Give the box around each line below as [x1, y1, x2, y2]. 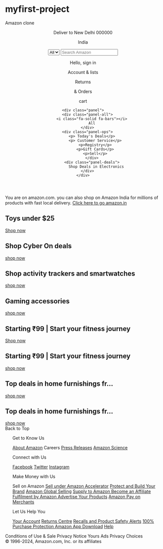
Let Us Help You [12, 509, 45, 515]
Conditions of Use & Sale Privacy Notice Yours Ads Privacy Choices [5, 533, 143, 539]
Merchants [12, 499, 35, 505]
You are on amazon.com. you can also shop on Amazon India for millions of [5, 195, 159, 201]
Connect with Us [12, 454, 47, 460]
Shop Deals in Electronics [68, 164, 124, 169]
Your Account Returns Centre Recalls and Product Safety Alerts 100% [12, 518, 155, 524]
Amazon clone [5, 20, 35, 26]
